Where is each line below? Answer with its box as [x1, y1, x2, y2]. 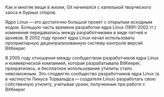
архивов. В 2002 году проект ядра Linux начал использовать [5, 35, 135, 41]
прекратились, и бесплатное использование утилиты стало [5, 65, 133, 71]
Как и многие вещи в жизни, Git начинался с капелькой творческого [5, 4, 152, 10]
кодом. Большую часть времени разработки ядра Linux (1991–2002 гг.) [5, 24, 157, 30]
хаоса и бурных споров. [5, 9, 57, 15]
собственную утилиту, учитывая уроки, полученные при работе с [5, 81, 146, 87]
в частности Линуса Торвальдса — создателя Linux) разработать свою [5, 76, 156, 82]
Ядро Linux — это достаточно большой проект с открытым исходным [5, 19, 153, 25]
